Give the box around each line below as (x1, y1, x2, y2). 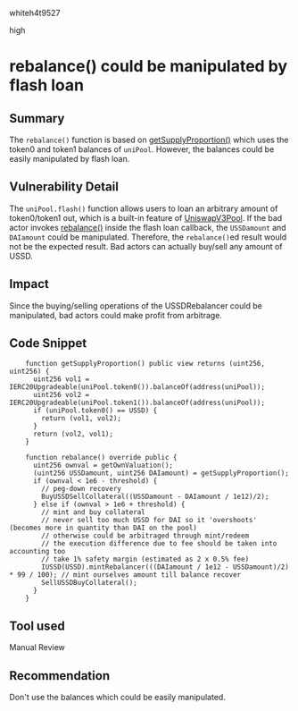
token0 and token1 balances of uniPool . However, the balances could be (9, 144, 275, 155)
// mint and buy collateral (41, 508, 145, 517)
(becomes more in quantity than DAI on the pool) (9, 523, 198, 533)
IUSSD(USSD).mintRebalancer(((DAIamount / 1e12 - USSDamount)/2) (41, 563, 290, 571)
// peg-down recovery (41, 485, 122, 494)
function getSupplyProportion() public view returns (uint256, (25, 360, 266, 368)
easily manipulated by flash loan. (9, 154, 130, 164)
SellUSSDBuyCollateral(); (41, 579, 138, 588)
